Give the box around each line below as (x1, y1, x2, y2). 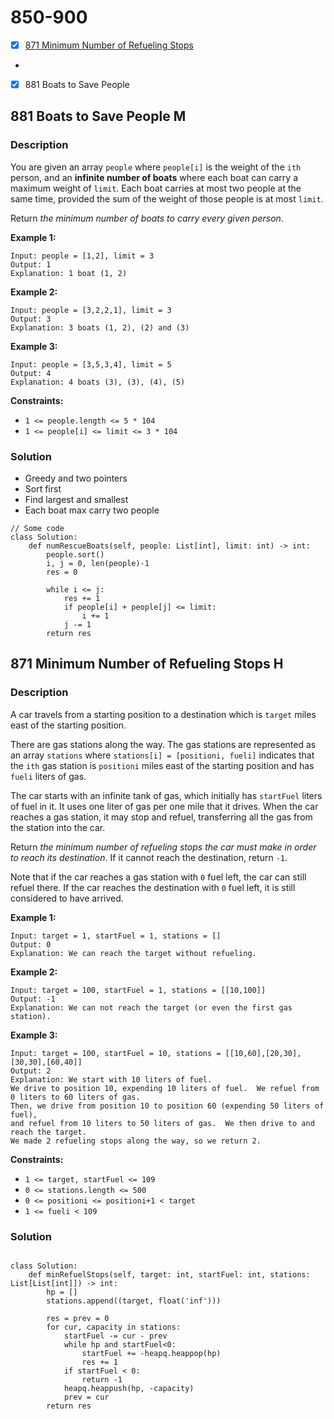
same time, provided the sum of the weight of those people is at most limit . (10, 192, 324, 205)
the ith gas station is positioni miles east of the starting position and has (10, 759, 315, 771)
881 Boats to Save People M (10, 108, 187, 125)
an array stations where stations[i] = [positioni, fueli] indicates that (10, 749, 315, 761)
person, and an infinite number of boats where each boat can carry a (10, 171, 298, 183)
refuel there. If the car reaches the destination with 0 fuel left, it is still (10, 881, 296, 893)
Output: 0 (10, 939, 52, 950)
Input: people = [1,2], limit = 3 (10, 251, 155, 261)
